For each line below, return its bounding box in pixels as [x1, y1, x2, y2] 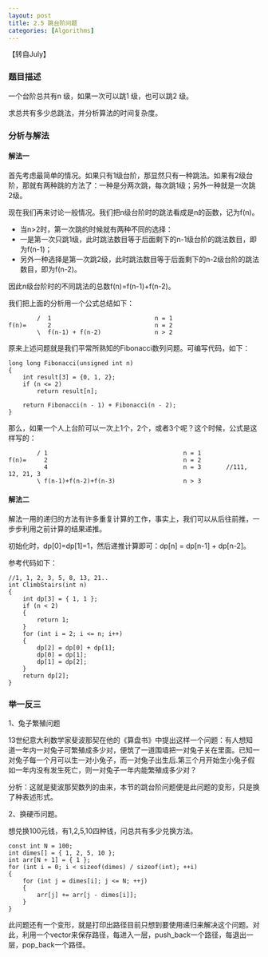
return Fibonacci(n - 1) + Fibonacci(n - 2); [22, 401, 177, 409]
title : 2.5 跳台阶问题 [8, 19, 78, 27]
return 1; [37, 616, 69, 624]
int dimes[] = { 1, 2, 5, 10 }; [8, 849, 116, 857]
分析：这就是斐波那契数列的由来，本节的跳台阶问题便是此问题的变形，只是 [8, 782, 253, 792]
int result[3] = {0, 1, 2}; [22, 373, 116, 381]
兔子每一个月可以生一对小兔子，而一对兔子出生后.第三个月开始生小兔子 [14, 756, 249, 765]
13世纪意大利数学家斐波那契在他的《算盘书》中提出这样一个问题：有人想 [8, 736, 246, 745]
